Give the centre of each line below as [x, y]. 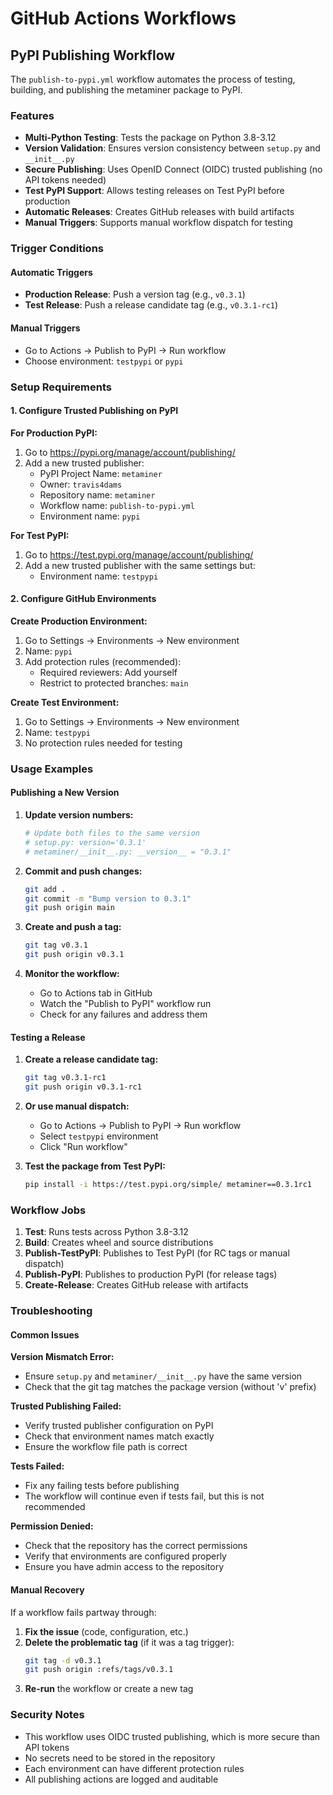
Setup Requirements [61, 387]
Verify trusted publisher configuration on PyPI [119, 1426]
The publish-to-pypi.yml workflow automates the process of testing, [153, 79]
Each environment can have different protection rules [134, 1768]
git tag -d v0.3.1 [63, 1660]
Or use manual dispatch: [77, 1106]
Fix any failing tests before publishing [102, 1486]
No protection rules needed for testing [103, 743]
